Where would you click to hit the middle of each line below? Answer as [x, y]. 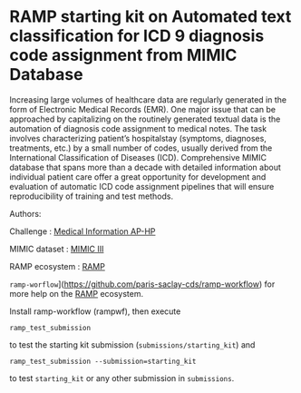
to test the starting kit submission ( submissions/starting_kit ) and [132, 344]
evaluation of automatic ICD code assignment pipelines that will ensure [142, 186]
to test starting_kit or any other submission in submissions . [122, 378]
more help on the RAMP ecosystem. [77, 293]
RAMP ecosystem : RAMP [58, 266]
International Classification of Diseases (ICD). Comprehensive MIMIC [138, 157]
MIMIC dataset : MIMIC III [57, 249]
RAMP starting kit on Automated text [150, 17]
